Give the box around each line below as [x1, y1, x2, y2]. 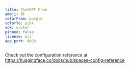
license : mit [5, 34, 32, 39]
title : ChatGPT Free [5, 7, 48, 12]
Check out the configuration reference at [5, 52, 88, 58]
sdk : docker [5, 25, 29, 30]
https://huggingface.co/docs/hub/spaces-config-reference [5, 57, 125, 63]
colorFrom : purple [5, 16, 43, 21]
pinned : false [5, 30, 34, 34]
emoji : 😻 [5, 12, 25, 17]
